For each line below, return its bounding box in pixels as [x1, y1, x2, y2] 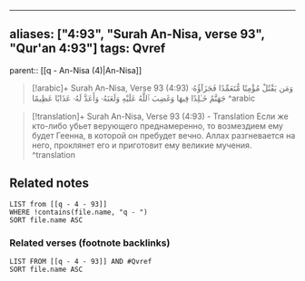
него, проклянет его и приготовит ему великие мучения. [31, 140, 252, 150]
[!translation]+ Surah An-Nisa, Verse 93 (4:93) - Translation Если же [31, 111, 289, 121]
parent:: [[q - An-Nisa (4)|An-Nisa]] [9, 64, 143, 75]
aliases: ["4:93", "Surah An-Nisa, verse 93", [9, 26, 265, 42]
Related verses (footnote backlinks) [9, 237, 171, 249]
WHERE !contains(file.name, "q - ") [9, 208, 148, 217]
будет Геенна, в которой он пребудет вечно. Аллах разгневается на [31, 130, 296, 140]
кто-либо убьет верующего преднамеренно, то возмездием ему [31, 120, 284, 131]
